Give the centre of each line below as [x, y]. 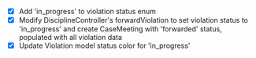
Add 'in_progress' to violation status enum [87, 11]
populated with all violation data [70, 38]
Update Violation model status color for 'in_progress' [104, 45]
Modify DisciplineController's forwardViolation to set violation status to [134, 20]
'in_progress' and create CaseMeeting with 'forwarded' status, [120, 29]
